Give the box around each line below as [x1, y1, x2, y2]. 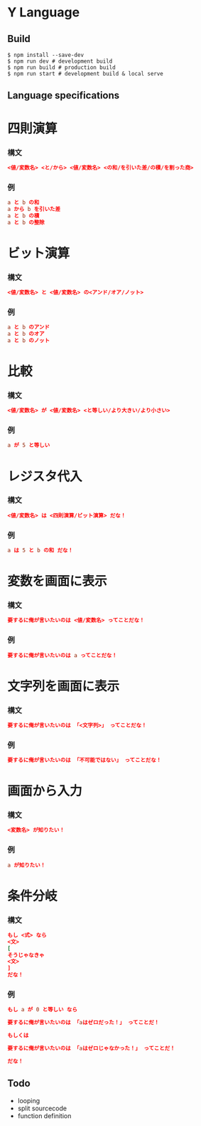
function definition [17, 1111, 72, 1120]
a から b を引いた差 [7, 205, 61, 212]
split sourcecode [17, 1104, 67, 1112]
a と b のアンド [7, 324, 50, 331]
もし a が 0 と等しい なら [7, 1006, 78, 1013]
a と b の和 [7, 199, 40, 207]
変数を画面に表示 [7, 573, 108, 589]
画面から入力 [7, 783, 83, 799]
